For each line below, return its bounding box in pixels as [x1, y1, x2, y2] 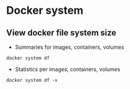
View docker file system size [6, 28, 116, 38]
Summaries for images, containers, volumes [14, 43, 125, 51]
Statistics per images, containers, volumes [14, 66, 120, 73]
